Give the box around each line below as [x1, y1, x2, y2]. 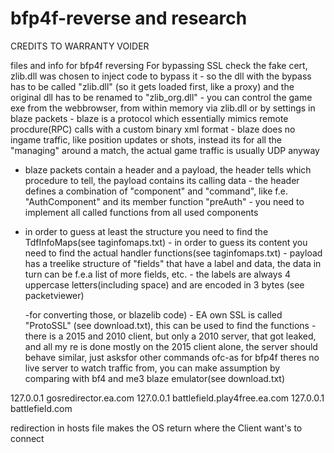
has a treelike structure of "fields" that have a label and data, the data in [24, 257, 322, 269]
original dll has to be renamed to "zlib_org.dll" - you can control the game [10, 91, 313, 103]
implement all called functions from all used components [24, 206, 259, 218]
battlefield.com [10, 402, 73, 414]
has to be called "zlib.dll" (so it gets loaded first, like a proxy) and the [10, 80, 295, 92]
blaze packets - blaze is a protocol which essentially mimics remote [10, 112, 289, 124]
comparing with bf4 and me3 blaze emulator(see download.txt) [24, 372, 286, 384]
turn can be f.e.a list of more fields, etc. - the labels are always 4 [24, 268, 291, 280]
